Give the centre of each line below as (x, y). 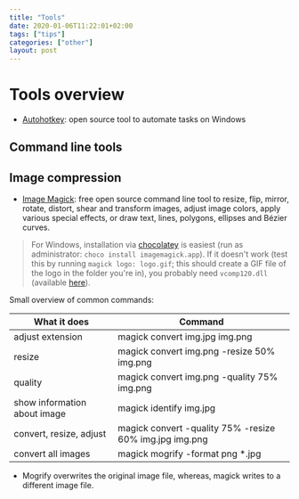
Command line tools (66, 147)
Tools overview (67, 95)
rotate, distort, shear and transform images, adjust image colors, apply (151, 209)
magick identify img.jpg (167, 408)
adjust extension (48, 337)
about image (40, 413)
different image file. (58, 486)
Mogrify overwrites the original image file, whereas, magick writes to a (151, 476)
